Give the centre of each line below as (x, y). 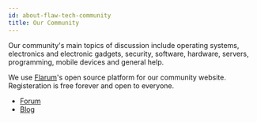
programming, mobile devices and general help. (86, 62)
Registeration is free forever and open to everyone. (91, 85)
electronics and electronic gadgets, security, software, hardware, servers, (128, 54)
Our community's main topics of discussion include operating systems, (124, 45)
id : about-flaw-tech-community (60, 15)
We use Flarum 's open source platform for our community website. (117, 77)
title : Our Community (44, 23)
